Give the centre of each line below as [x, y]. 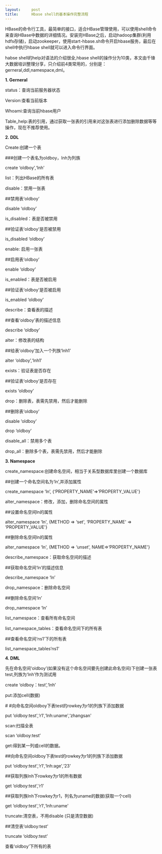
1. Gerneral [16, 80]
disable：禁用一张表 [25, 188]
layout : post [23, 10]
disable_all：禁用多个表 [29, 441]
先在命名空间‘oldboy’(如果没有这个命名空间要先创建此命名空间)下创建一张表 [81, 668]
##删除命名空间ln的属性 [29, 537]
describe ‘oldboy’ [23, 330]
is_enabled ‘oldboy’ [24, 300]
